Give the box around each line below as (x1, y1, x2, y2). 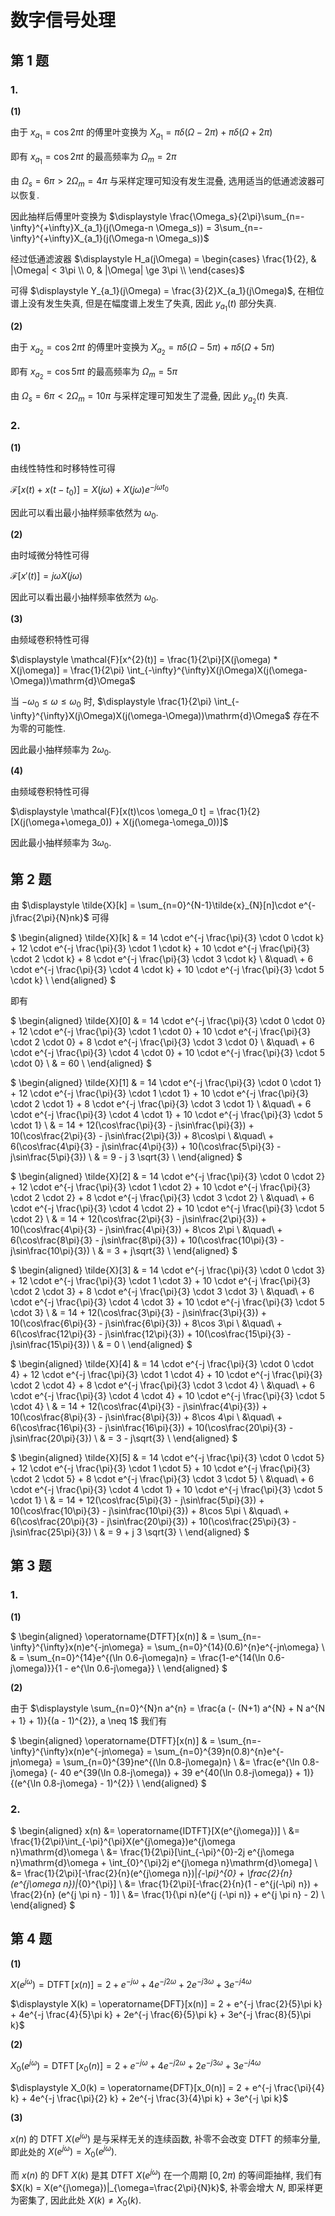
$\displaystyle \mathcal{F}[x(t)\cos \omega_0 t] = (10, 806, 215, 818)
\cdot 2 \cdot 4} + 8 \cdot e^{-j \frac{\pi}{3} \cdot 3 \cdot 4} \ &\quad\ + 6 (10, 1379, 316, 1391)
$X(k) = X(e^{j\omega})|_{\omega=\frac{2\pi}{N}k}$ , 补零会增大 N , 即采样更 (10, 2181, 324, 2193)
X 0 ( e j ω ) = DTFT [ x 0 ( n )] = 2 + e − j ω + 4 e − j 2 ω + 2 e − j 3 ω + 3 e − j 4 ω (10, 2058, 262, 2074)
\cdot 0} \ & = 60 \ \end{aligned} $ (10, 1057, 152, 1069)
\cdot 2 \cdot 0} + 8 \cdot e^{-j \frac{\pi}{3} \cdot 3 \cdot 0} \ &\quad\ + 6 (10, 1036, 315, 1048)
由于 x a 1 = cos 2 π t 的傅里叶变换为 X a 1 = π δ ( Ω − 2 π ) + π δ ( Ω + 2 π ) (10, 126, 273, 141)
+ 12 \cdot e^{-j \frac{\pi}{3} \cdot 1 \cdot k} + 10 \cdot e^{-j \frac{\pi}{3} (10, 942, 311, 954)
